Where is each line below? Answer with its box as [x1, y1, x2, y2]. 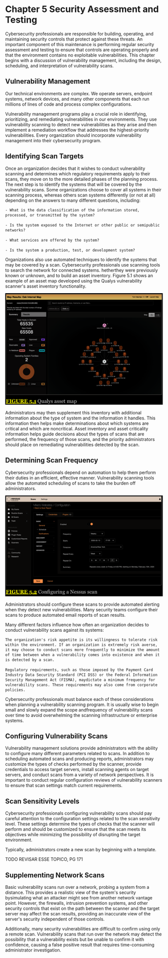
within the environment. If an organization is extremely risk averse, [5, 642, 157, 647]
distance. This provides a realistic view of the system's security [5, 889, 136, 895]
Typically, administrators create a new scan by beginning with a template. [5, 847, 156, 853]
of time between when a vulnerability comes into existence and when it [5, 652, 160, 657]
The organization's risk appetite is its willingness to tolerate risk [5, 637, 157, 642]
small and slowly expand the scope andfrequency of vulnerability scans [5, 706, 153, 712]
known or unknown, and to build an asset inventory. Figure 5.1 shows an [5, 272, 153, 279]
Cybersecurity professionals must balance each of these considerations [5, 696, 154, 702]
